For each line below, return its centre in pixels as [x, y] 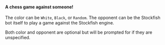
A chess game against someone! [39, 7]
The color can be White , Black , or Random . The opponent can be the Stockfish [83, 18]
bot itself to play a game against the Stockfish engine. [60, 23]
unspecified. [18, 38]
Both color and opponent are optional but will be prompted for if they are [79, 32]
